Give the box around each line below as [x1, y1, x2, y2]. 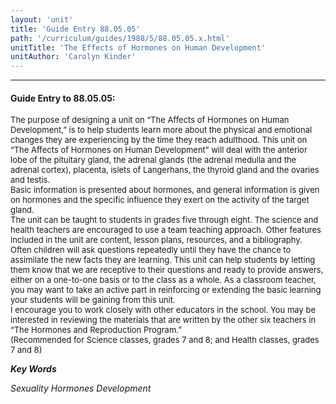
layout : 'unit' [10, 14, 74, 25]
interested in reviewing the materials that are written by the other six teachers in [10, 314, 317, 326]
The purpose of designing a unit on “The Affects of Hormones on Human [10, 114, 290, 126]
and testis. [10, 174, 51, 186]
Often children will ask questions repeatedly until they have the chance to [10, 244, 292, 256]
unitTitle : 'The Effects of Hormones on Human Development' [10, 42, 267, 53]
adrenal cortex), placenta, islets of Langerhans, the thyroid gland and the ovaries [10, 164, 320, 176]
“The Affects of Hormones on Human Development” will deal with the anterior [10, 144, 308, 156]
